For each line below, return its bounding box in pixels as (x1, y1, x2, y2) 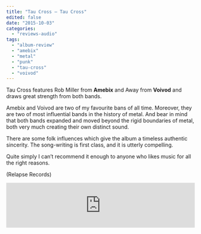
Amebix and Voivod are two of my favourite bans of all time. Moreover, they (6, 104, 193, 111)
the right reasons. (6, 159, 50, 166)
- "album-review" (11, 42, 55, 48)
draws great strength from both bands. (6, 93, 102, 100)
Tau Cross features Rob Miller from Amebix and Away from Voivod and (6, 86, 182, 93)
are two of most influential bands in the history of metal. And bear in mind (6, 111, 188, 118)
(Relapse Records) (6, 171, 52, 178)
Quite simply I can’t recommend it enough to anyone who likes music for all (6, 153, 191, 160)
